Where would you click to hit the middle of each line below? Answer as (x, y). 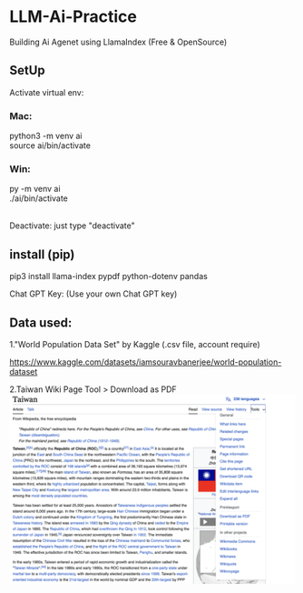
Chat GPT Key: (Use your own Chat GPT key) (93, 294)
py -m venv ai (35, 189)
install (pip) (42, 254)
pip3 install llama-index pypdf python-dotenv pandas (109, 276)
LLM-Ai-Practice (73, 17)
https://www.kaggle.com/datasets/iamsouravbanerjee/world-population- (146, 362)
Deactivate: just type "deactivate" (73, 226)
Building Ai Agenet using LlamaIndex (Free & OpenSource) (118, 42)
